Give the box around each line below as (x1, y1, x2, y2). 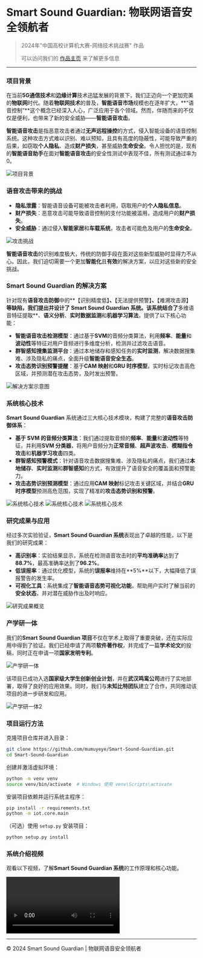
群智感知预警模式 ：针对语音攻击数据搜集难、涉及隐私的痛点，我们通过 (14, 457, 190, 465)
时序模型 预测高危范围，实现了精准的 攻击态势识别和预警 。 (14, 487, 158, 495)
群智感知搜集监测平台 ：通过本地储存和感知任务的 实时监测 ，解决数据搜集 (14, 347, 195, 354)
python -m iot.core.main (6, 811, 69, 817)
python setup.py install (6, 834, 69, 840)
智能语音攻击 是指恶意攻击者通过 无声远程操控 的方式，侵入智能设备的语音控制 (6, 127, 197, 135)
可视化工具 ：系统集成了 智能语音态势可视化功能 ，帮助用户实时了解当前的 (14, 582, 195, 590)
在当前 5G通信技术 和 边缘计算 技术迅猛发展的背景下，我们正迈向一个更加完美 (6, 92, 194, 99)
